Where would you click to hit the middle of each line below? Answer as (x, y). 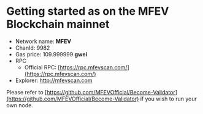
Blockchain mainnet (58, 24)
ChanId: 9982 (33, 48)
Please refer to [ (27, 92)
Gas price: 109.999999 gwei (51, 54)
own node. (20, 105)
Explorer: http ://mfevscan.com (54, 80)
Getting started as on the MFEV (88, 11)
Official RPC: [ (42, 67)
